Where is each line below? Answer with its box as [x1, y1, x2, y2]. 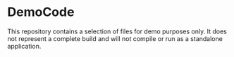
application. [7, 42, 42, 50]
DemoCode [7, 4, 75, 20]
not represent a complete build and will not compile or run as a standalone [7, 34, 223, 42]
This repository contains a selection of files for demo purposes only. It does [7, 27, 227, 35]
